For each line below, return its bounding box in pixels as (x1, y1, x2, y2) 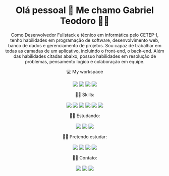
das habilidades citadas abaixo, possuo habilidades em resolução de (13, 53, 156, 59)
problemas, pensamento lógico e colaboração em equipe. (25, 58, 145, 64)
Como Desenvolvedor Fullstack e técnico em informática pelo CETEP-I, (11, 32, 159, 38)
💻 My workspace (66, 68, 103, 74)
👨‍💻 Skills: (75, 92, 95, 98)
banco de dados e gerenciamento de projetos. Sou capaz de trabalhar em (8, 42, 161, 48)
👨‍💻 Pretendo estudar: (62, 133, 107, 140)
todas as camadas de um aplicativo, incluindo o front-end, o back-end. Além (5, 48, 164, 54)
